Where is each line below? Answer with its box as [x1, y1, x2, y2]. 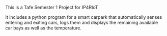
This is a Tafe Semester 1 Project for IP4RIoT [5, 5, 98, 10]
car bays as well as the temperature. [5, 25, 82, 31]
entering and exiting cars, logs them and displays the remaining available [5, 20, 158, 25]
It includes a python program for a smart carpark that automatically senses [5, 14, 162, 20]
